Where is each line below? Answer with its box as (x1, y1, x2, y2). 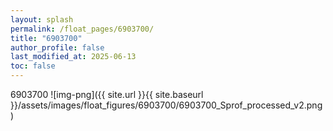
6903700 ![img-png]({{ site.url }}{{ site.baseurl (10, 89, 204, 100)
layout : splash (10, 14, 74, 25)
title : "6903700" (10, 33, 83, 43)
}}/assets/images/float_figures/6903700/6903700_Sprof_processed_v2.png (10, 99, 323, 111)
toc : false (10, 61, 56, 71)
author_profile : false (10, 42, 105, 53)
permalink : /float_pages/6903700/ (10, 24, 155, 34)
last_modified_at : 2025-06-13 (10, 52, 137, 62)
